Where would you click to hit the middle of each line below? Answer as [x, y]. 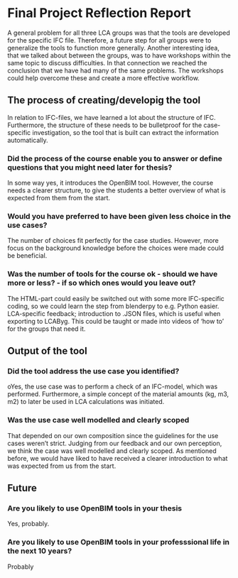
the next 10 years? [40, 551]
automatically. [28, 140]
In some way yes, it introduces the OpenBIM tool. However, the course [110, 183]
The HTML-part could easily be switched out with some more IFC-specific [116, 298]
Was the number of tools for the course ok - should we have [113, 274]
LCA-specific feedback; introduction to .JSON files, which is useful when [114, 313]
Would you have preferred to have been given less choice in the [119, 216]
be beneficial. [27, 256]
